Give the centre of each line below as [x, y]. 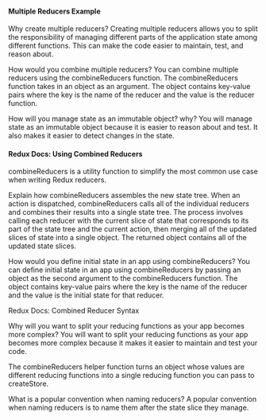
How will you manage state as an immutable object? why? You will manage [130, 119]
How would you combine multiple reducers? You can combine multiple [123, 70]
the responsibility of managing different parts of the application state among [133, 37]
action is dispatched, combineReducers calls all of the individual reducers [129, 204]
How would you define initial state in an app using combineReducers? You [129, 262]
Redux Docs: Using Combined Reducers [75, 154]
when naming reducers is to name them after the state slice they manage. [129, 408]
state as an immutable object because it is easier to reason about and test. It [133, 127]
